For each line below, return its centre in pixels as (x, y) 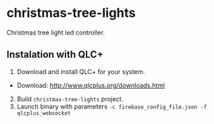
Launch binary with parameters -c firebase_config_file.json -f (112, 106)
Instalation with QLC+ (55, 55)
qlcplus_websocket (44, 113)
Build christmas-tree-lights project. (70, 99)
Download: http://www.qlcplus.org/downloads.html (91, 85)
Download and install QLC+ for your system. (81, 71)
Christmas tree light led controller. (56, 32)
